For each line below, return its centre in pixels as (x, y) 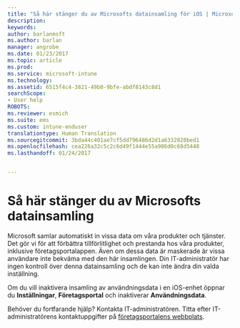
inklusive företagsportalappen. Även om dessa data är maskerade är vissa (116, 251)
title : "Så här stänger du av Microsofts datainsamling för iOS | (108, 14)
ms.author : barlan (35, 41)
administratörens (32, 316)
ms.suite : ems (29, 120)
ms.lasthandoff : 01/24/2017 (49, 153)
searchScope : (27, 93)
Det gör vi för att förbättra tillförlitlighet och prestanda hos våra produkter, (116, 243)
